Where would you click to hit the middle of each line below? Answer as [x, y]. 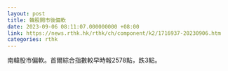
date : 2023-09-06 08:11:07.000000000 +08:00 [73, 26]
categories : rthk [33, 40]
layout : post [26, 14]
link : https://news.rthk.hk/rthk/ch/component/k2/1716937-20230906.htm [114, 33]
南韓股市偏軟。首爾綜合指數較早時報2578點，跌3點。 [84, 61]
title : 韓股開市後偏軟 [37, 20]
